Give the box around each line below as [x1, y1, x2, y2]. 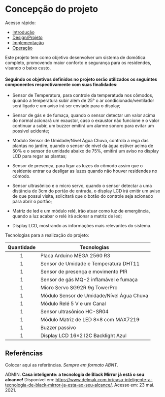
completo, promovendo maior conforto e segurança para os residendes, [5, 60, 152, 65]
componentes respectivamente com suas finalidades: [5, 81, 118, 87]
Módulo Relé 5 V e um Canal [40, 300, 106, 307]
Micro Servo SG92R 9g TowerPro [40, 284, 118, 291]
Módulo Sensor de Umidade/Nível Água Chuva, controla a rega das [12, 138, 149, 144]
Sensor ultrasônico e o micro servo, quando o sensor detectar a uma [12, 183, 152, 189]
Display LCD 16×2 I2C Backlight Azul [40, 332, 127, 339]
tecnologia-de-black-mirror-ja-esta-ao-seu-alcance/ [5, 382, 112, 388]
